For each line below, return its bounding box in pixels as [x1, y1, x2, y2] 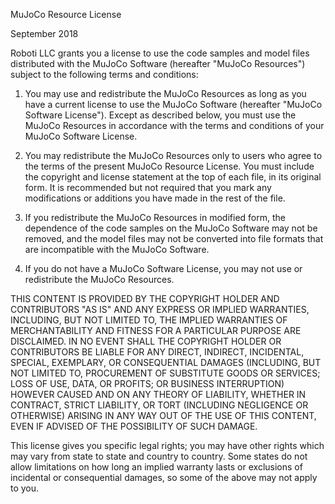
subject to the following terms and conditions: [10, 69, 199, 80]
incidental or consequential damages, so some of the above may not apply [10, 472, 318, 483]
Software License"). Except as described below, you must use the [24, 109, 297, 121]
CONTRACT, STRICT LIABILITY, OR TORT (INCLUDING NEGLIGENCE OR [10, 399, 309, 411]
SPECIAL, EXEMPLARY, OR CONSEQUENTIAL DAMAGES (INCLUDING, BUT [10, 357, 322, 368]
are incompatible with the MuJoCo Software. [24, 244, 210, 255]
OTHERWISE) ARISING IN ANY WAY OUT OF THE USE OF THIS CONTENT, [10, 410, 317, 421]
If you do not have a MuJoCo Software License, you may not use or [24, 263, 303, 274]
